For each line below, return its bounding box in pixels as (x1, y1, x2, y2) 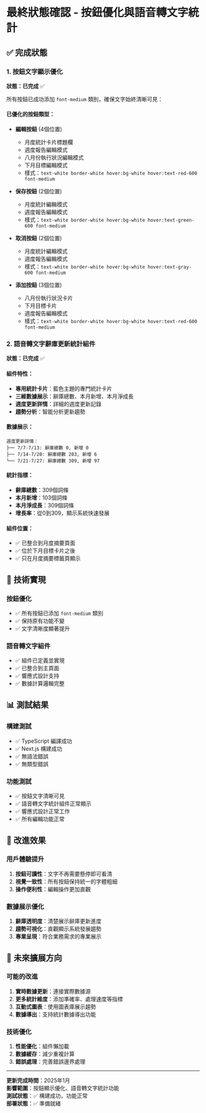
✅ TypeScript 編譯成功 (15, 737, 72, 744)
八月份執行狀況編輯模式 (24, 154, 84, 162)
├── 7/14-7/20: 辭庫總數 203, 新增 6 (6, 451, 97, 458)
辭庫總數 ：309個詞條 (15, 486, 69, 493)
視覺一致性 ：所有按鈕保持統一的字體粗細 (15, 878, 118, 885)
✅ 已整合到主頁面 (15, 665, 59, 672)
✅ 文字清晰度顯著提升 (15, 625, 71, 632)
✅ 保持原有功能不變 (15, 617, 65, 624)
